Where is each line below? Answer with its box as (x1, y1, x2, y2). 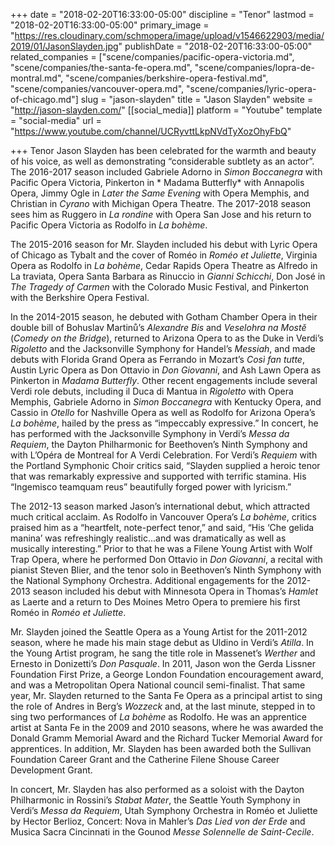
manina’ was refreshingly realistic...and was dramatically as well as (10, 532, 287, 544)
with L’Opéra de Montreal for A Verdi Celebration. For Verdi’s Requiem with (10, 449, 318, 461)
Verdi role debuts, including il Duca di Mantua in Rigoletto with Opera (10, 385, 294, 397)
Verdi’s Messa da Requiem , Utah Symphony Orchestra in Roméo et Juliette (10, 805, 318, 816)
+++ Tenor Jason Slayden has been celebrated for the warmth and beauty (10, 145, 317, 156)
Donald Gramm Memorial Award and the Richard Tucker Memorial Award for (10, 732, 323, 744)
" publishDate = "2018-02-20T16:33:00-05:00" (118, 40, 313, 52)
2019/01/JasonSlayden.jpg (10, 40, 119, 52)
